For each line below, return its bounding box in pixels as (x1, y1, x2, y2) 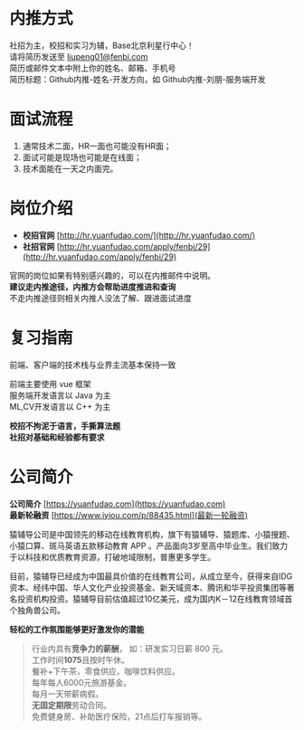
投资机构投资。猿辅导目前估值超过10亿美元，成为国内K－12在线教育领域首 (16, 593, 293, 604)
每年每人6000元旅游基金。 (31, 677, 131, 687)
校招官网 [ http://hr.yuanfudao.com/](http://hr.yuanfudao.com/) (22, 230, 256, 241)
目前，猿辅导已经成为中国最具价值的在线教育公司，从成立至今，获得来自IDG (9, 571, 293, 582)
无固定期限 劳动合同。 (31, 699, 111, 710)
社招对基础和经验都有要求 (9, 431, 105, 442)
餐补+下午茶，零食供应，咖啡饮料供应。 (31, 666, 181, 677)
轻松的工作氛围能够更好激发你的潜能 (9, 623, 145, 634)
